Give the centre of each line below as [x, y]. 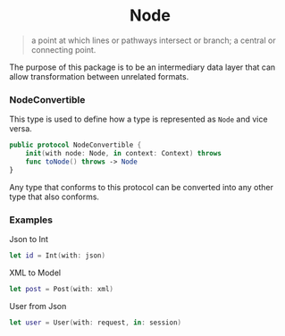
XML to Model [35, 273]
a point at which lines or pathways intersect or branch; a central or [153, 40]
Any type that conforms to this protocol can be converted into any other [142, 187]
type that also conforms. [54, 197]
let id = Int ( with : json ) [57, 256]
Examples [31, 220]
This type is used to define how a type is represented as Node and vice [138, 119]
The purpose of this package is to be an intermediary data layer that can [142, 67]
